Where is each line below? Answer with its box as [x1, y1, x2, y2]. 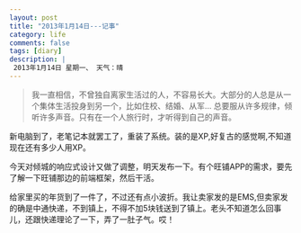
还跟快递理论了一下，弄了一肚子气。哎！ [24, 213, 175, 225]
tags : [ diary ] [9, 47, 63, 56]
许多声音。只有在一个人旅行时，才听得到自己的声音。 [39, 112, 236, 122]
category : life [9, 30, 66, 39]
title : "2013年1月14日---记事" [9, 22, 120, 31]
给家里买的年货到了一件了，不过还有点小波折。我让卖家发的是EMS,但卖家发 [9, 191, 289, 202]
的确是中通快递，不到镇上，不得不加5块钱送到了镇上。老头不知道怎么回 [9, 202, 274, 213]
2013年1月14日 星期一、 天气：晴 [13, 64, 124, 73]
